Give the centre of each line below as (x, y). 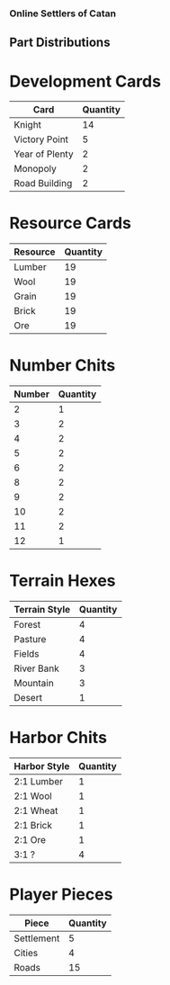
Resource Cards (71, 224)
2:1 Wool (33, 796)
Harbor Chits (58, 738)
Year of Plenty (44, 154)
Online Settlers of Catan (63, 13)
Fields (27, 654)
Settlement (37, 938)
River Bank (37, 668)
